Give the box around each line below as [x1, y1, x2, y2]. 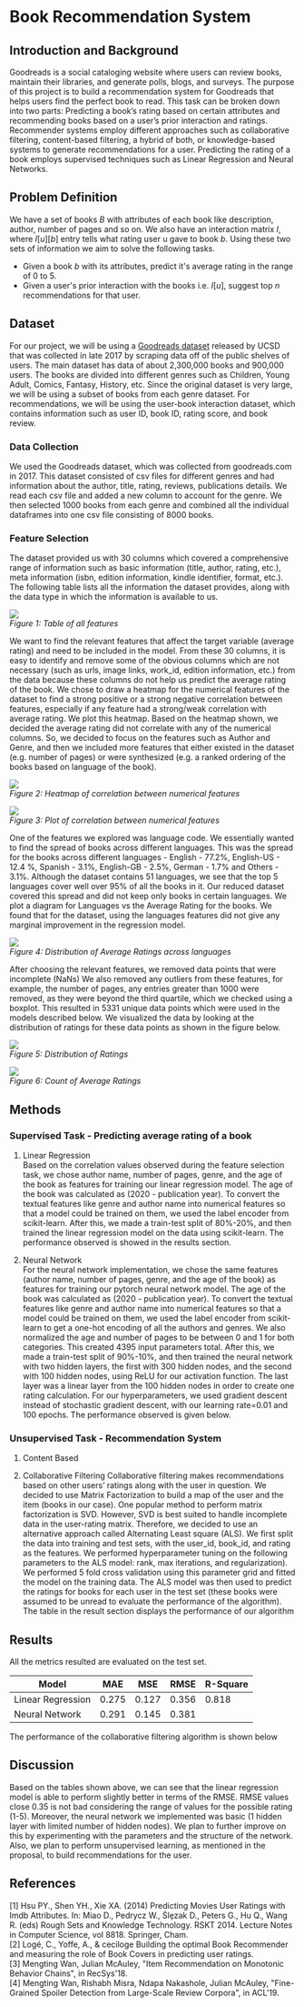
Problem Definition [9, 189, 118, 206]
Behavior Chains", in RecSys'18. [9, 1968, 128, 1979]
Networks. [9, 164, 48, 174]
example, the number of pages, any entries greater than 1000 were [9, 983, 260, 994]
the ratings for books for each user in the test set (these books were [22, 1586, 279, 1597]
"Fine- [270, 1977, 295, 1988]
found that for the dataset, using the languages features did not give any [9, 910, 280, 921]
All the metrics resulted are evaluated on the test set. [9, 1657, 207, 1667]
